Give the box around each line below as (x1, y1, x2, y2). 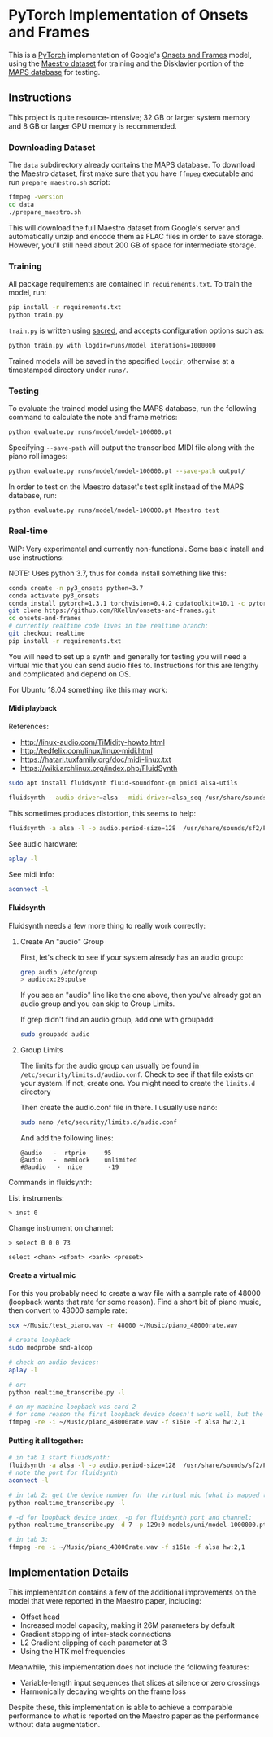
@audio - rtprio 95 (19, 1149, 112, 1157)
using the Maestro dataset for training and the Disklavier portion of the (8, 59, 245, 68)
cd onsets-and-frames (8, 615, 82, 623)
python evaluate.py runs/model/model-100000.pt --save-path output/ (8, 466, 245, 475)
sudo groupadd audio (19, 1030, 90, 1039)
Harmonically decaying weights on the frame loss (19, 1687, 187, 1696)
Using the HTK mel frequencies (19, 1646, 126, 1656)
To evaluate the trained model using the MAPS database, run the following (8, 403, 258, 413)
